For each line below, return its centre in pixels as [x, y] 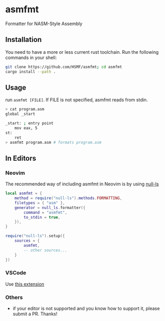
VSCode [16, 273]
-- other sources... [45, 250]
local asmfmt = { [24, 194]
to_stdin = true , [42, 217]
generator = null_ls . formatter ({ [50, 208]
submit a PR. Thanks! [35, 314]
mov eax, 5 [26, 128]
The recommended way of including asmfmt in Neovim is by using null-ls [82, 184]
